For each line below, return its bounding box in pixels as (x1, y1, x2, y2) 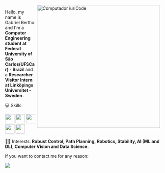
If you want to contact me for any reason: (5, 153, 89, 159)
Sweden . (5, 93, 25, 98)
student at (5, 40, 27, 46)
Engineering (5, 35, 31, 41)
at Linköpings (5, 82, 33, 88)
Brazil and (12, 66, 33, 72)
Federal (5, 46, 21, 51)
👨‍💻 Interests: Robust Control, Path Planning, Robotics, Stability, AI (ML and (5, 139, 160, 144)
